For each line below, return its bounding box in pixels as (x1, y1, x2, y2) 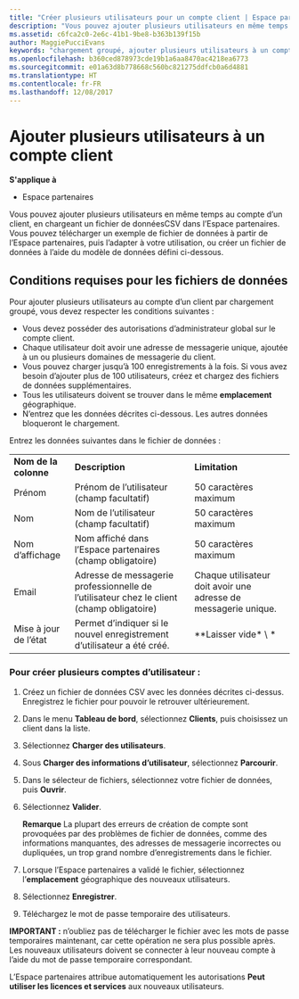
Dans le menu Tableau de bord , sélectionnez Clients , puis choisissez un (21, 713, 288, 723)
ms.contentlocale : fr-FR (9, 79, 101, 88)
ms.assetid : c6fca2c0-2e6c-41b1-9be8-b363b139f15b (9, 29, 201, 38)
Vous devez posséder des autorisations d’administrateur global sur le (21, 323, 276, 334)
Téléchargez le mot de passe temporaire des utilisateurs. (21, 908, 231, 919)
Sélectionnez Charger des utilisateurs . (21, 739, 166, 750)
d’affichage (13, 549, 61, 562)
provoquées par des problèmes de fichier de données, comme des (21, 828, 268, 838)
